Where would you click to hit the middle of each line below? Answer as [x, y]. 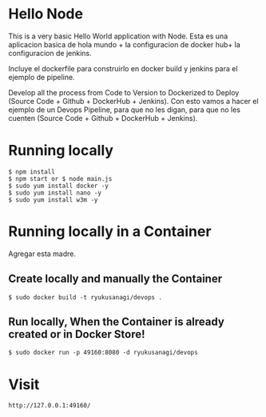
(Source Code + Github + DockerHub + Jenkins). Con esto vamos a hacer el [133, 101]
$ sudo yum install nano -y [55, 193]
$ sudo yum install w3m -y [53, 200]
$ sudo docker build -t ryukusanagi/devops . [85, 297]
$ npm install [32, 172]
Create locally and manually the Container [115, 279]
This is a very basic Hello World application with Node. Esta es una [118, 36]
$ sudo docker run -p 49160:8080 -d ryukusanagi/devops [103, 353]
